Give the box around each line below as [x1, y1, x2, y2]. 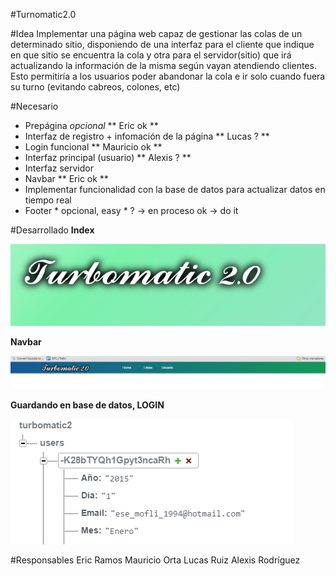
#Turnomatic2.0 [10, 9, 77, 20]
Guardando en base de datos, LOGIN [10, 399, 165, 411]
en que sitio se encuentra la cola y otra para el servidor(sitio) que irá [10, 49, 292, 61]
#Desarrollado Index [10, 224, 95, 236]
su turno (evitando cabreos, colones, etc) [10, 81, 181, 93]
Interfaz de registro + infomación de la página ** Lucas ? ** [24, 130, 270, 142]
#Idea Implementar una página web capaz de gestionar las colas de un [10, 28, 303, 39]
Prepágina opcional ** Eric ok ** [24, 120, 159, 131]
